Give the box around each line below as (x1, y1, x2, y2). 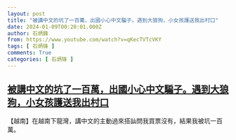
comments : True (7, 50, 52, 57)
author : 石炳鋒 (7, 29, 48, 37)
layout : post (7, 10, 46, 17)
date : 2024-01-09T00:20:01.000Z (7, 23, 102, 30)
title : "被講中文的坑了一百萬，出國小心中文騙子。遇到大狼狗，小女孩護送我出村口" (7, 17, 219, 24)
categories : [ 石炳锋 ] (7, 56, 74, 63)
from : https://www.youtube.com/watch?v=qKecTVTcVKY (7, 36, 162, 43)
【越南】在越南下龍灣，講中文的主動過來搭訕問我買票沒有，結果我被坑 (7, 116, 211, 125)
